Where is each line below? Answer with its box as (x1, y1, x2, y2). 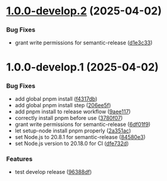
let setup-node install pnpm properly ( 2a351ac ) (14, 127, 131, 134)
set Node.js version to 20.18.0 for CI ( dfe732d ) (14, 140, 129, 147)
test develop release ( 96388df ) (14, 168, 92, 176)
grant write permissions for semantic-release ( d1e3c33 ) (14, 39, 153, 46)
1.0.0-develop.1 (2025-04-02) (6, 60, 159, 74)
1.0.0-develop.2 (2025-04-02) (6, 4, 162, 18)
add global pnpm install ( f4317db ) (14, 95, 98, 102)
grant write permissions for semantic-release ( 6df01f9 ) (14, 120, 151, 128)
